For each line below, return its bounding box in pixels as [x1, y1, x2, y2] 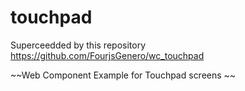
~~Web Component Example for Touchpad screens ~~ [10, 69, 237, 81]
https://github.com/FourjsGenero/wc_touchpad [10, 49, 205, 61]
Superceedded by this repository [10, 39, 146, 51]
